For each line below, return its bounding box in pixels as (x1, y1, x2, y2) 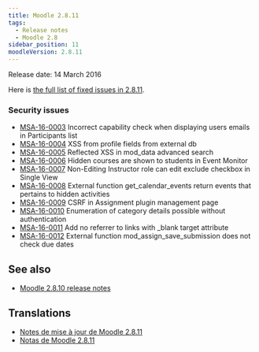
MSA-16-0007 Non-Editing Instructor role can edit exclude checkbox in (19, 165, 250, 174)
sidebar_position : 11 (8, 41, 80, 49)
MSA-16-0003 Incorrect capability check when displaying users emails (19, 123, 250, 132)
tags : (8, 19, 26, 27)
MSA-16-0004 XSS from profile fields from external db (19, 139, 197, 149)
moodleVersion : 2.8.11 (8, 48, 83, 56)
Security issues (8, 104, 69, 115)
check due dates (19, 239, 75, 249)
